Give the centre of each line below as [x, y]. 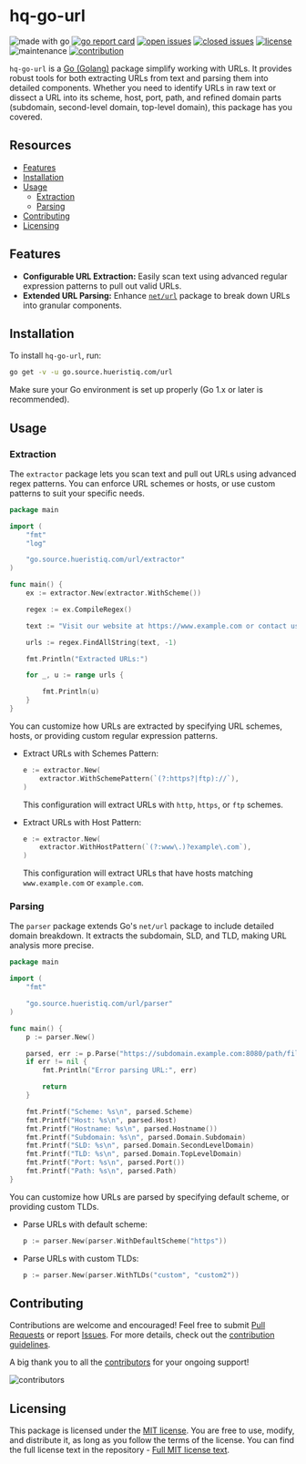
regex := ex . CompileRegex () [79, 609]
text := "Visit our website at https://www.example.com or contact [156, 626]
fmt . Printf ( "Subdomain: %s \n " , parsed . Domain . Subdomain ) [136, 1137]
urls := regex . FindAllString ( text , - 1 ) [102, 642]
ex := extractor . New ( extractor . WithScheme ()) [114, 593]
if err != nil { [57, 1062]
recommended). [40, 399]
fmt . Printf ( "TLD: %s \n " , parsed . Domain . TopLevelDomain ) [134, 1154]
